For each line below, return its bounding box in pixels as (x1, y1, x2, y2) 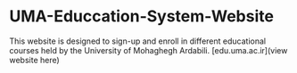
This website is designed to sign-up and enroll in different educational (9, 36, 266, 46)
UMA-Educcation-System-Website (9, 6, 275, 27)
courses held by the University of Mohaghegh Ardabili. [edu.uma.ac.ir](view (9, 45, 288, 55)
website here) (9, 54, 60, 65)
